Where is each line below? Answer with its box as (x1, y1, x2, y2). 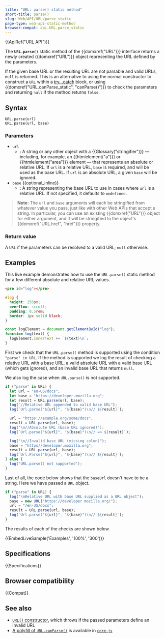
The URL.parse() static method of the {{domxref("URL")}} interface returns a (5, 49, 160, 55)
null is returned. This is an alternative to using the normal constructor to (5, 74, 152, 80)
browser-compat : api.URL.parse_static (5, 26, 84, 30)
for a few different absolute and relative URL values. (5, 277, 110, 283)
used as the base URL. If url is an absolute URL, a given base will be (19, 170, 157, 175)
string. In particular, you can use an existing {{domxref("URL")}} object (17, 210, 160, 216)
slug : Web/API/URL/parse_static (5, 16, 71, 21)
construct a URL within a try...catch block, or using (5, 79, 106, 85)
